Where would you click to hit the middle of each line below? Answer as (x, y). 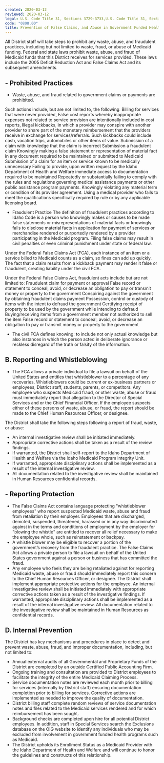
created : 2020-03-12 (26, 10)
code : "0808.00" (21, 23)
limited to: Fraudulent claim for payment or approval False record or (73, 283)
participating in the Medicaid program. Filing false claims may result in (83, 238)
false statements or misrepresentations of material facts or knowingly (82, 222)
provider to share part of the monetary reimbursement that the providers (78, 130)
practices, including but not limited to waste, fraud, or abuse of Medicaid (78, 47)
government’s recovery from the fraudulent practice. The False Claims (83, 547)
